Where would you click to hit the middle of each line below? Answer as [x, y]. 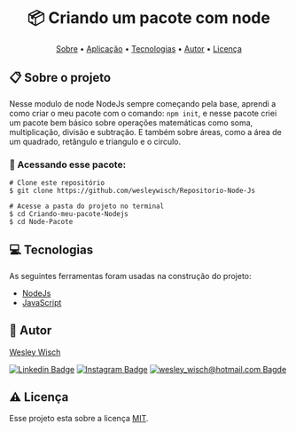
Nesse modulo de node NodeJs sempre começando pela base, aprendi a [143, 103]
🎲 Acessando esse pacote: [68, 164]
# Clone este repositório [57, 183]
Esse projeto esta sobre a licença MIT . [79, 419]
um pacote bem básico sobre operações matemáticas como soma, [131, 123]
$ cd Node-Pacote [41, 222]
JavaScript [42, 302]
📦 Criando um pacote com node [149, 18]
